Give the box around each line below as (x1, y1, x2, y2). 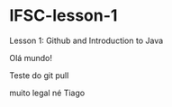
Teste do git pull (9, 69, 69, 81)
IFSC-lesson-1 (9, 5, 118, 26)
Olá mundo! (9, 52, 52, 63)
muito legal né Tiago (9, 87, 86, 98)
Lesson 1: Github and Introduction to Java (9, 35, 164, 46)
